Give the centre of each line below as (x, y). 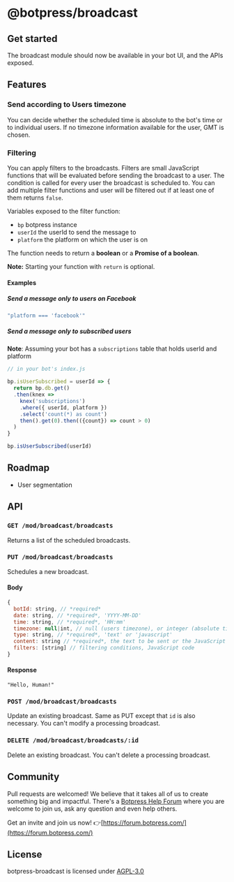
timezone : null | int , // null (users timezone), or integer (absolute (116, 629)
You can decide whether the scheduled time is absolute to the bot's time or (115, 119)
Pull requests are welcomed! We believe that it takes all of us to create (108, 793)
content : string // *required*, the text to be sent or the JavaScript (120, 641)
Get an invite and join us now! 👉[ (55, 823)
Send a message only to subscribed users (69, 331)
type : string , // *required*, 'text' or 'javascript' (93, 635)
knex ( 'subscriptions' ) (53, 401)
